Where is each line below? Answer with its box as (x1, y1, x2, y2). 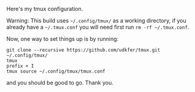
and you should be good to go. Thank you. (6, 79, 113, 86)
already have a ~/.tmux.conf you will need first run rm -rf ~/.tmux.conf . (6, 24, 189, 30)
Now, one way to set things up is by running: (6, 35, 119, 42)
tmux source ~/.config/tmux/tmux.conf (6, 68, 105, 74)
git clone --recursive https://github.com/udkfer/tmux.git (6, 47, 161, 53)
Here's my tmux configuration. (6, 5, 83, 12)
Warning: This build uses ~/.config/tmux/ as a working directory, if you (6, 17, 187, 24)
